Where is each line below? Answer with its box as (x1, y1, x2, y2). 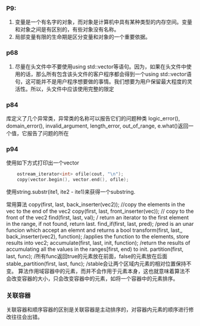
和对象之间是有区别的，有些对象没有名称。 (14, 26, 120, 33)
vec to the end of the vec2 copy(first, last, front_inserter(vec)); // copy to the (6, 207, 195, 215)
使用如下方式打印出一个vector (6, 159, 79, 166)
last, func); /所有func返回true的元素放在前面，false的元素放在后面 (6, 252, 168, 260)
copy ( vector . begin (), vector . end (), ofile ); (17, 177, 129, 183)
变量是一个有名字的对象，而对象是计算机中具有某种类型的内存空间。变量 (14, 18, 192, 26)
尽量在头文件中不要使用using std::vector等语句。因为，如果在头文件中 (14, 63, 186, 70)
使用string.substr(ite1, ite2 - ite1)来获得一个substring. (6, 188, 136, 195)
